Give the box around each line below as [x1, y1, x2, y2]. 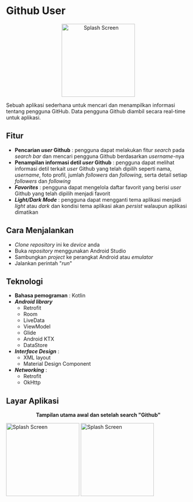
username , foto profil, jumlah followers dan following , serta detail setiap [14, 171, 188, 178]
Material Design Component [23, 361, 91, 368]
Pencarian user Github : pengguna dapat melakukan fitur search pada [14, 146, 185, 153]
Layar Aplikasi [6, 396, 59, 406]
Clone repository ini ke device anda [14, 241, 100, 248]
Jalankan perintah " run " [14, 259, 73, 266]
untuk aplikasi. [6, 114, 41, 121]
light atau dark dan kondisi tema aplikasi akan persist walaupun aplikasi [14, 202, 187, 209]
